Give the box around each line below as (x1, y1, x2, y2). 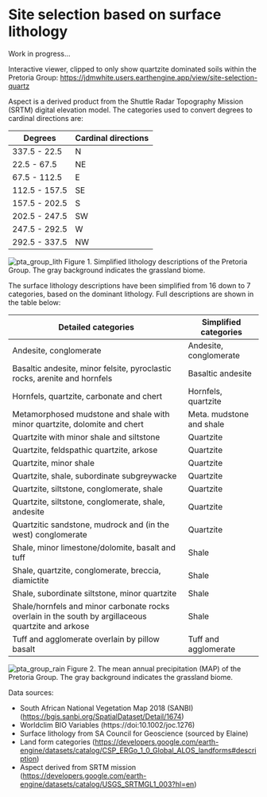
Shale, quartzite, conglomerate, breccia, (12, 565, 161, 576)
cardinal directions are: (8, 113, 83, 123)
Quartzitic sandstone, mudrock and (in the (12, 519, 169, 530)
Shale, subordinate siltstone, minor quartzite (12, 588, 177, 599)
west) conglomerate (12, 529, 87, 540)
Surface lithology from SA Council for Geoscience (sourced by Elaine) (19, 729, 249, 738)
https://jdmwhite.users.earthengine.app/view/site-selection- (60, 72, 258, 82)
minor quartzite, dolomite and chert (12, 418, 145, 429)
